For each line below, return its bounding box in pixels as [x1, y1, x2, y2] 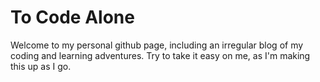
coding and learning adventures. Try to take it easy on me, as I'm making [10, 49, 311, 61]
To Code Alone [10, 6, 135, 29]
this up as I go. [10, 60, 72, 72]
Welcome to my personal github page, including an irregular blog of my [10, 39, 304, 51]
